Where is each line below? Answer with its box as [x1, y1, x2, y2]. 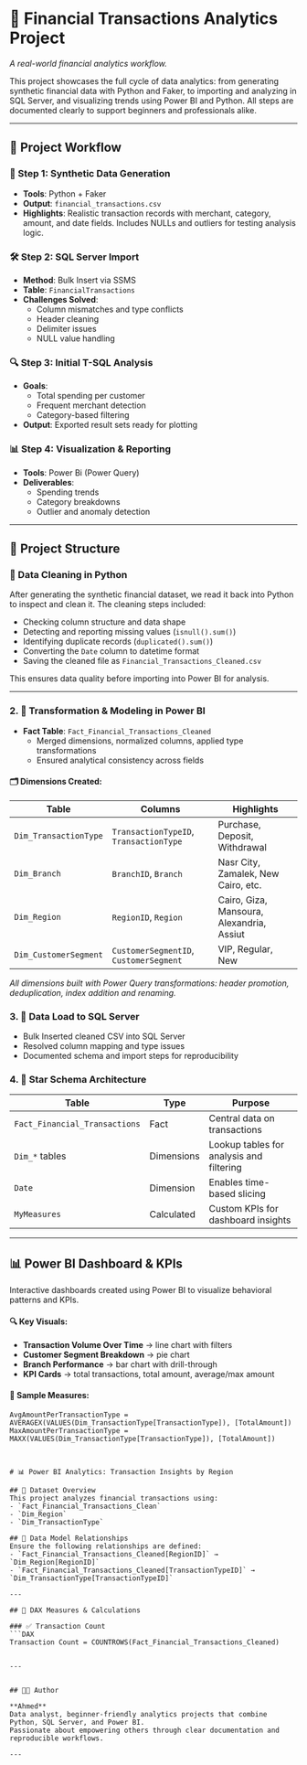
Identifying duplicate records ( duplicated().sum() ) [22, 636, 214, 647]
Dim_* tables [14, 1150, 67, 1162]
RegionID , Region [111, 910, 183, 923]
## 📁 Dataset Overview [9, 1485, 96, 1494]
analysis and [208, 1150, 263, 1162]
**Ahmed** [9, 1701, 48, 1711]
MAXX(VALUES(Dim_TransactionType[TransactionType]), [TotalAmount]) [9, 1434, 276, 1443]
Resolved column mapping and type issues [22, 1041, 185, 1051]
